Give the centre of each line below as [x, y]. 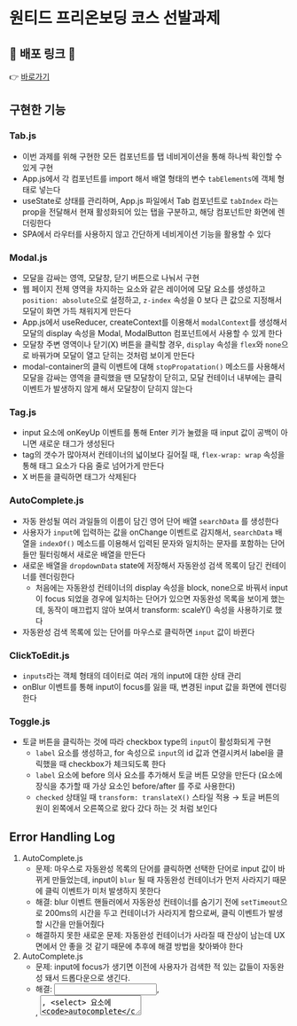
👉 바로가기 [30, 77]
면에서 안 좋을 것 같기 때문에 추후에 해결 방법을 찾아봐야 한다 [139, 946]
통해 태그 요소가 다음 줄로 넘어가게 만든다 [93, 466]
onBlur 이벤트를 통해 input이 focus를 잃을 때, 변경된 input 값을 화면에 [142, 686]
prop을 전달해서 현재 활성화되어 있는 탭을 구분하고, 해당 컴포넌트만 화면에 [149, 211]
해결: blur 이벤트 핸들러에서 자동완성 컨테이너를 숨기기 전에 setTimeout [158, 902]
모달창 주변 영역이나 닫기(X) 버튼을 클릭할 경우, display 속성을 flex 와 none [152, 344]
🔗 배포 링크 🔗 [43, 54]
